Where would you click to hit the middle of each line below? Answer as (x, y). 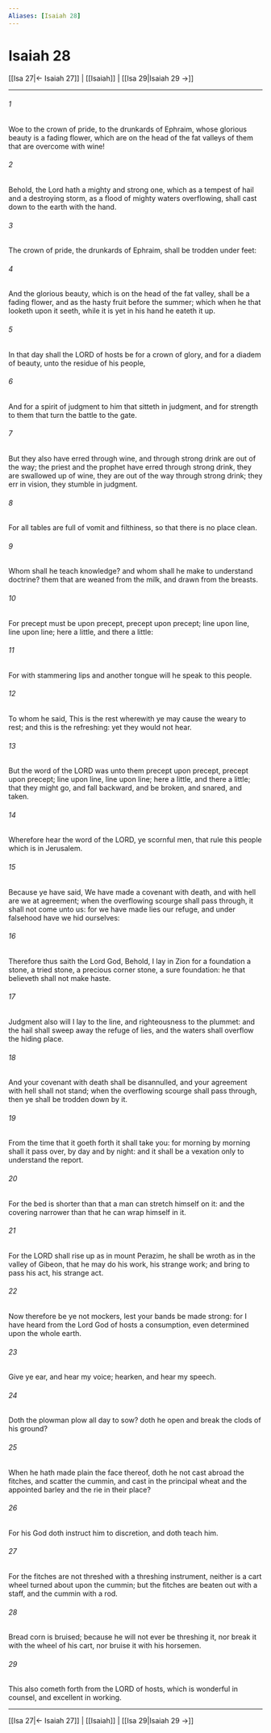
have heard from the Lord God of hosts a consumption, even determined (129, 1325)
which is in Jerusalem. (46, 849)
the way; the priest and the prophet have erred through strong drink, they (130, 467)
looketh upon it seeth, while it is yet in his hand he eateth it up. (112, 311)
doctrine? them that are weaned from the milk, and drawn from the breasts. (133, 580)
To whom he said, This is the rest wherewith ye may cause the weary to (127, 718)
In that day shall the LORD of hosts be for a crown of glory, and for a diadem (135, 354)
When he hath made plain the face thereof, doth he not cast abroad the (126, 1472)
